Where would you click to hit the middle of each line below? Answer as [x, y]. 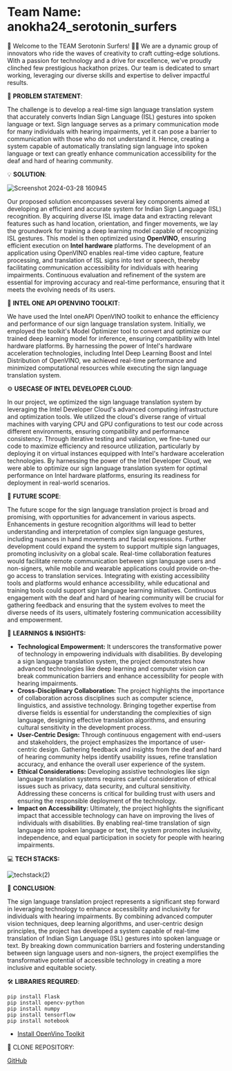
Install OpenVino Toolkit [51, 1034]
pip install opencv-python [46, 1003]
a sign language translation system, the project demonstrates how [111, 661]
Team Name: [44, 12]
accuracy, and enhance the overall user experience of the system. [111, 764]
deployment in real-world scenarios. [59, 483]
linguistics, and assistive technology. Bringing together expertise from [116, 705]
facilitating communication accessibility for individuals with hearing [103, 268]
